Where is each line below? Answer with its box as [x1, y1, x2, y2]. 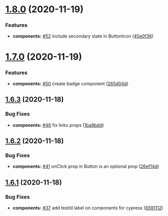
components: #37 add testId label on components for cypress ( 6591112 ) [12, 205, 163, 211]
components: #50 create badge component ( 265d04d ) [12, 80, 129, 87]
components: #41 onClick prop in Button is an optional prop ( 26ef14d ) [12, 163, 159, 169]
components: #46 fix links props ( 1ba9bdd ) [12, 122, 104, 128]
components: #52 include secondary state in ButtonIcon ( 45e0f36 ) [12, 33, 154, 39]
